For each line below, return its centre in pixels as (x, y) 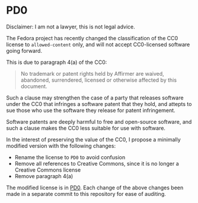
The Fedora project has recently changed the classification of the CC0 (92, 38)
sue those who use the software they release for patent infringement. (91, 110)
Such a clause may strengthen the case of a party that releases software (95, 98)
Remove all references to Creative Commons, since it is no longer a (97, 163)
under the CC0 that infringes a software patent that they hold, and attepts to (99, 104)
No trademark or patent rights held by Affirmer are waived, (92, 73)
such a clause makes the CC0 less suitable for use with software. (86, 128)
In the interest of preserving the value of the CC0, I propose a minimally (93, 139)
